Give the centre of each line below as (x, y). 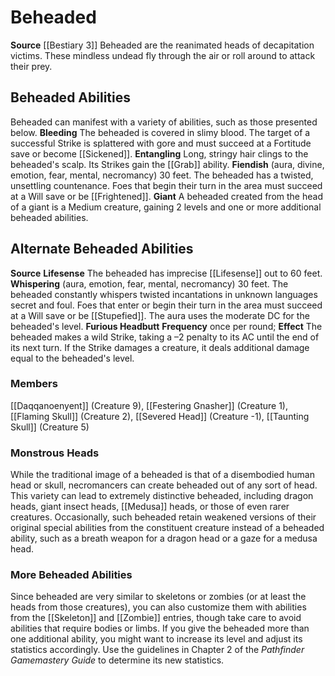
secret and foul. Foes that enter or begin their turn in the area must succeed (166, 305)
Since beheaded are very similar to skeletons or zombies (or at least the (158, 597)
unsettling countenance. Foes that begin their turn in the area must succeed (166, 185)
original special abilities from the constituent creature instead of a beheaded (167, 528)
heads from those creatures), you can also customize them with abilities (158, 607)
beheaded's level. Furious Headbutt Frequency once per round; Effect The (166, 326)
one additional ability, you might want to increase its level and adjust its (156, 639)
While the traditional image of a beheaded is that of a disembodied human (162, 475)
